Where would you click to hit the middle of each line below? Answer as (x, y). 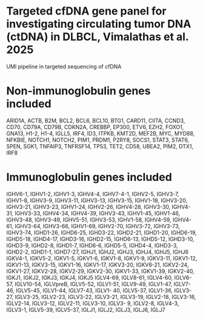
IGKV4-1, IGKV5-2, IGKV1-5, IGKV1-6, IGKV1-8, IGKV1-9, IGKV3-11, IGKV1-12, (102, 258)
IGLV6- (183, 277)
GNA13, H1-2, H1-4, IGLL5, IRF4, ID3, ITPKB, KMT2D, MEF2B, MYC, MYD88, (101, 133)
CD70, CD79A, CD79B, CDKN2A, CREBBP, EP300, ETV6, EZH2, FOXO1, (95, 127)
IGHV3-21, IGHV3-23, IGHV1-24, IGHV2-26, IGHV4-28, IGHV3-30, (88, 206)
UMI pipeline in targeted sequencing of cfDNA (64, 66)
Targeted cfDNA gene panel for (86, 11)
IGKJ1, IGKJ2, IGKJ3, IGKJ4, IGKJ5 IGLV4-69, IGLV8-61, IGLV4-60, (90, 277)
